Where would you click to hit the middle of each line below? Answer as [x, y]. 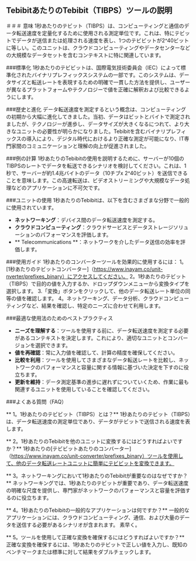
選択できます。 [53, 345]
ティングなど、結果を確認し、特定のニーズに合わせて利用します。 [85, 305]
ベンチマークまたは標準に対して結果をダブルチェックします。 [80, 552]
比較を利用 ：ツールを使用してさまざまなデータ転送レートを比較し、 [97, 360]
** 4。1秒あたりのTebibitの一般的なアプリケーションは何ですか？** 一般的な [98, 510]
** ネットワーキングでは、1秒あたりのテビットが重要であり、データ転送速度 [97, 483]
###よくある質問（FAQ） [37, 402]
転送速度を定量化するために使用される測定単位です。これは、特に [95, 33]
